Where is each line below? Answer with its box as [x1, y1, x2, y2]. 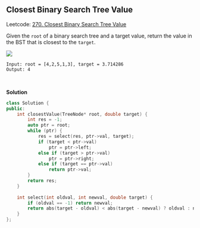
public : [6, 106, 26, 112]
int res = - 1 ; [27, 116, 62, 123]
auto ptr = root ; [27, 122, 70, 128]
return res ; [27, 178, 58, 184]
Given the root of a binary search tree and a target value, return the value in [6, 32, 192, 39]
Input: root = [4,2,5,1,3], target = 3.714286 [6, 61, 124, 67]
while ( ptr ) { [27, 128, 62, 134]
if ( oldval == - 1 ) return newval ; [27, 200, 113, 206]
